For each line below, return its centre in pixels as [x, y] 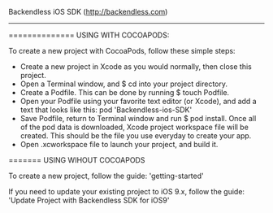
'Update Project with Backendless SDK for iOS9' [89, 200]
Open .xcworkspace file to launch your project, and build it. [119, 144]
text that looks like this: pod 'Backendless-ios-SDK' [106, 110]
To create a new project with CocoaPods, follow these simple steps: [122, 51]
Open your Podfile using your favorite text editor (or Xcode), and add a [139, 101]
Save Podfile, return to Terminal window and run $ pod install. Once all [138, 118]
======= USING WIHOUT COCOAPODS [77, 160]
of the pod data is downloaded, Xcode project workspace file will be [134, 127]
